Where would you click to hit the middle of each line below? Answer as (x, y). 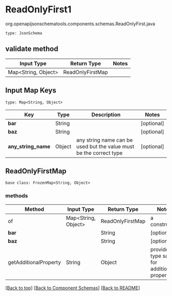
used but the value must (105, 146)
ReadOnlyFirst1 (38, 10)
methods (17, 196)
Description (106, 114)
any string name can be (104, 140)
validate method (32, 49)
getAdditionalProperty (35, 262)
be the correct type (99, 153)
